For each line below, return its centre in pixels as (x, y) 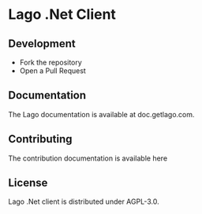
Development (42, 44)
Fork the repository (51, 62)
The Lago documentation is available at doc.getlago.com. (101, 114)
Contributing (40, 139)
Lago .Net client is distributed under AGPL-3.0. (84, 201)
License (28, 183)
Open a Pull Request (53, 71)
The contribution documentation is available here (88, 158)
